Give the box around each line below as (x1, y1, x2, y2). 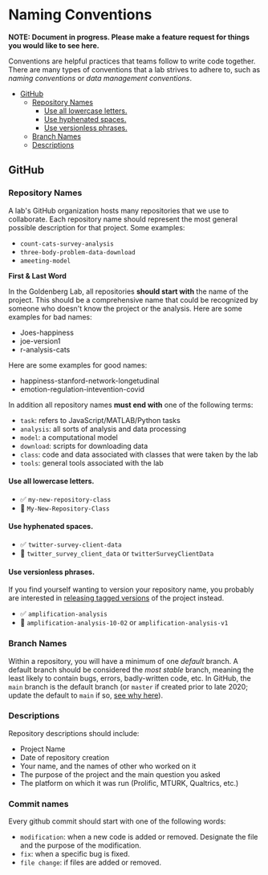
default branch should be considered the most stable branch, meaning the (8, 665, 254, 674)
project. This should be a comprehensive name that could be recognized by (8, 295, 258, 304)
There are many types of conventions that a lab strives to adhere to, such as (8, 64, 261, 74)
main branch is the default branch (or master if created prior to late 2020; (8, 682, 249, 691)
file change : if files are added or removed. (19, 857, 162, 868)
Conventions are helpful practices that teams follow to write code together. (8, 56, 256, 66)
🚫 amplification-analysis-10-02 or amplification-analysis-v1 (19, 618, 229, 628)
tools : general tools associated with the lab (19, 458, 164, 467)
